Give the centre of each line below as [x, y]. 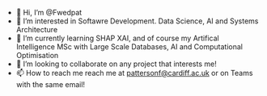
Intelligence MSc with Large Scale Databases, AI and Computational [129, 47]
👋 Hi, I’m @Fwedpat [49, 13]
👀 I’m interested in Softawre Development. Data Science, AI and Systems [137, 21]
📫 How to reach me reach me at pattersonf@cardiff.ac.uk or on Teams [134, 73]
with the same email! [51, 84]
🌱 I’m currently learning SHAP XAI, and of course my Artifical [118, 38]
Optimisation [37, 55]
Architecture [37, 29]
